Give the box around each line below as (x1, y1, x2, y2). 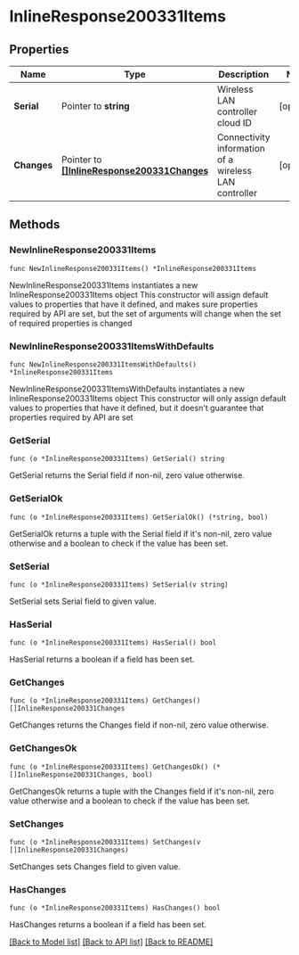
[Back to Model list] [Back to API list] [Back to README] (9, 936, 214, 947)
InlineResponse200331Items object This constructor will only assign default (9, 392, 287, 403)
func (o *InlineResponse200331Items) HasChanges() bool (9, 903, 221, 913)
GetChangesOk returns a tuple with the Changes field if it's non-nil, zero (9, 786, 274, 796)
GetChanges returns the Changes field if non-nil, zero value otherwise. (9, 720, 269, 730)
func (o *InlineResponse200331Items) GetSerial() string (9, 455, 225, 464)
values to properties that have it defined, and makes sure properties (9, 299, 258, 309)
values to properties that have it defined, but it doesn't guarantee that (9, 402, 264, 413)
